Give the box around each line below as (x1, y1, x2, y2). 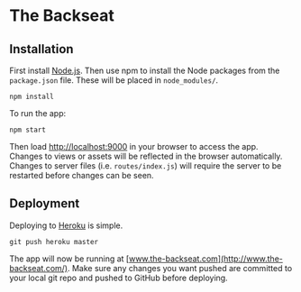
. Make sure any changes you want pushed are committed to (67, 262, 293, 273)
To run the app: (9, 108, 67, 118)
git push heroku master (9, 237, 99, 246)
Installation (9, 41, 74, 57)
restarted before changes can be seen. (9, 170, 155, 180)
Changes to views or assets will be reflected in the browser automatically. (9, 151, 283, 161)
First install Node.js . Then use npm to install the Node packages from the (9, 65, 280, 76)
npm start (9, 125, 47, 134)
